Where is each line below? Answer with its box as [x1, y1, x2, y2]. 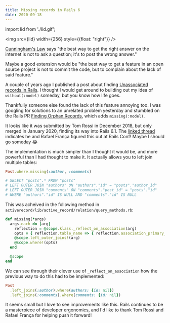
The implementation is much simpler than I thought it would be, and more [5, 148, 158, 154]
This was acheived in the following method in [5, 201, 100, 208]
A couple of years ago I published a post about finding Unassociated [5, 82, 148, 88]
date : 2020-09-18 [5, 12, 42, 17]
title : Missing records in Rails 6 [5, 7, 80, 13]
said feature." [5, 71, 33, 77]
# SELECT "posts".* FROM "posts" [5, 178, 76, 183]
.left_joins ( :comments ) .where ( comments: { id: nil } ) [10, 292, 121, 298]
